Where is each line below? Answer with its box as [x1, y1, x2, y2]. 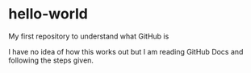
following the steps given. [8, 55, 94, 65]
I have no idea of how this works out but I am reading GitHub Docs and [8, 47, 244, 56]
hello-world [8, 5, 89, 23]
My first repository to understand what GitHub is [8, 31, 169, 41]
